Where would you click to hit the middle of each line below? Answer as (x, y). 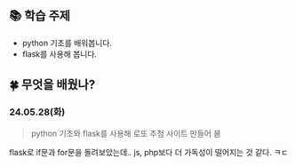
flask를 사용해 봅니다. (60, 54)
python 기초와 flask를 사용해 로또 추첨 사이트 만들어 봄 (126, 133)
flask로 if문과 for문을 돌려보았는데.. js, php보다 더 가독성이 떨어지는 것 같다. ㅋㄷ (149, 152)
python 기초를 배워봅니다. (67, 43)
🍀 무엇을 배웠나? (52, 85)
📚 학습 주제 (40, 16)
